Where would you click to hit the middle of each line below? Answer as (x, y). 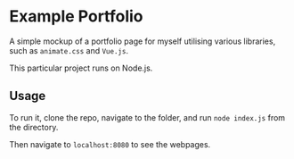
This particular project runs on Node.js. (81, 68)
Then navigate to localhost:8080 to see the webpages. (110, 144)
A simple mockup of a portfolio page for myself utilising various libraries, (143, 41)
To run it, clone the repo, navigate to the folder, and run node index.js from (147, 117)
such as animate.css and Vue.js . (69, 50)
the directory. (34, 127)
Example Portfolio (76, 17)
